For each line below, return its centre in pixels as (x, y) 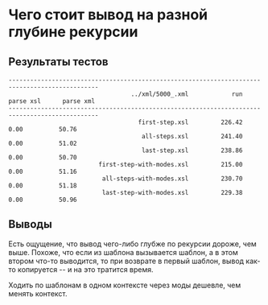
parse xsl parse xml (52, 101)
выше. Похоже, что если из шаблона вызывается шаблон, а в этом (124, 252)
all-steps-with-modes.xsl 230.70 (172, 179)
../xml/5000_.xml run (187, 94)
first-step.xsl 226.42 (190, 122)
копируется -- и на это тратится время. (86, 269)
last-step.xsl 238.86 (192, 150)
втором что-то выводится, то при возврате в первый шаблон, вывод (126, 261)
